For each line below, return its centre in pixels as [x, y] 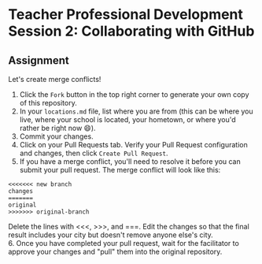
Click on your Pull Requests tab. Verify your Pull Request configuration [133, 145]
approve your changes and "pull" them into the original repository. [115, 251]
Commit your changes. [56, 136]
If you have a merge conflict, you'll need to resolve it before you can [130, 162]
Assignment [39, 60]
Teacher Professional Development [126, 15]
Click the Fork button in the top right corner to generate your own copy [134, 95]
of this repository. [48, 103]
